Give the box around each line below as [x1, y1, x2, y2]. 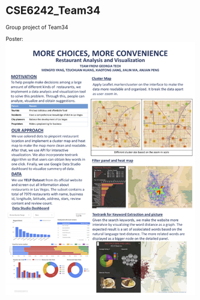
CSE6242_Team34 [5, 4, 101, 17]
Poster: [5, 35, 23, 42]
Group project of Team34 [5, 23, 68, 31]
